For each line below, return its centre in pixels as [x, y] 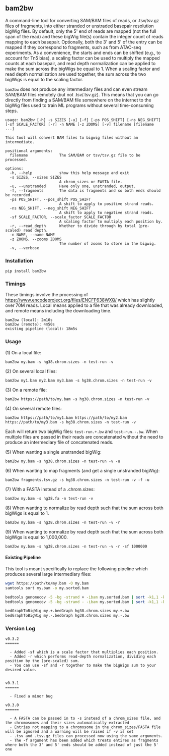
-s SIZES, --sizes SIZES [36, 177]
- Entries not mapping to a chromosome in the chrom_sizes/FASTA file [85, 727]
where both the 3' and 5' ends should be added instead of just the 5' [82, 745]
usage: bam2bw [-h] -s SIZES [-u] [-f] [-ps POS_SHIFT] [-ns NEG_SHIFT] [83, 120]
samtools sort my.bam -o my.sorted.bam [47, 588]
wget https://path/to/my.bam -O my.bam [47, 583]
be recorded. [19, 195]
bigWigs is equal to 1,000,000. [36, 537]
